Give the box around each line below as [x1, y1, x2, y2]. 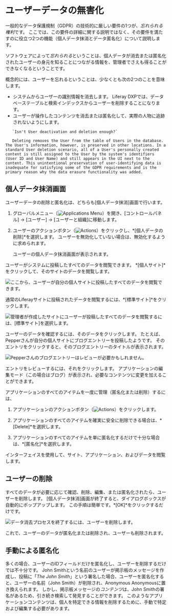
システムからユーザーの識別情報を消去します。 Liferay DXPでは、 [12, 93, 150, 100]
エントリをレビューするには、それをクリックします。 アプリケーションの [5, 365, 159, 371]
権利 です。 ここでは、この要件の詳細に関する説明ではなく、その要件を [5, 29, 155, 35]
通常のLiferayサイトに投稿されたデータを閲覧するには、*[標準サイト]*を [5, 296, 158, 302]
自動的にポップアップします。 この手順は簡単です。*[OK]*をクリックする [5, 501, 159, 508]
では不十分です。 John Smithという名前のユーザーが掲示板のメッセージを [5, 567, 160, 573]
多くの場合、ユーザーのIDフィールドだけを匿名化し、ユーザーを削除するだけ [5, 561, 167, 567]
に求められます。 [12, 240, 49, 246]
